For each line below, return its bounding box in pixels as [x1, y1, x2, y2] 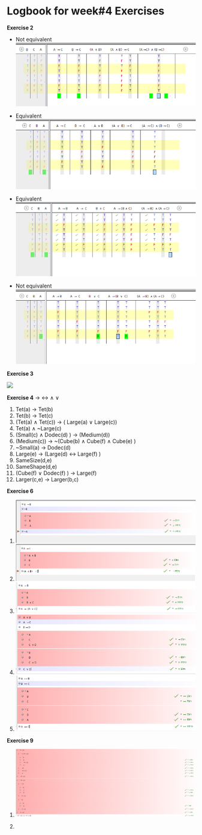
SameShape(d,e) [15, 463, 58, 470]
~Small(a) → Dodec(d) [15, 444, 71, 451]
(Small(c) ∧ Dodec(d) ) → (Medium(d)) [15, 431, 110, 438]
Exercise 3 [7, 370, 34, 377]
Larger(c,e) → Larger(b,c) [15, 475, 79, 483]
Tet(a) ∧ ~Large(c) [15, 424, 62, 432]
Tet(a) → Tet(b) [15, 405, 53, 412]
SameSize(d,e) [15, 456, 52, 463]
